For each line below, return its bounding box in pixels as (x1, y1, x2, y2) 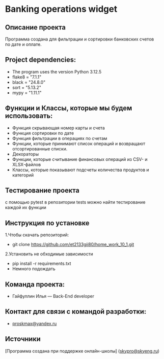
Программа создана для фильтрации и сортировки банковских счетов (5, 36, 154, 42)
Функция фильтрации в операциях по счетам (12, 135, 108, 141)
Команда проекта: (5, 280, 65, 288)
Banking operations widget (5, 3, 117, 15)
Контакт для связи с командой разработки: (5, 307, 146, 316)
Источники (5, 335, 41, 343)
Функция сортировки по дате (12, 130, 74, 136)
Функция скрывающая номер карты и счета (12, 125, 105, 131)
